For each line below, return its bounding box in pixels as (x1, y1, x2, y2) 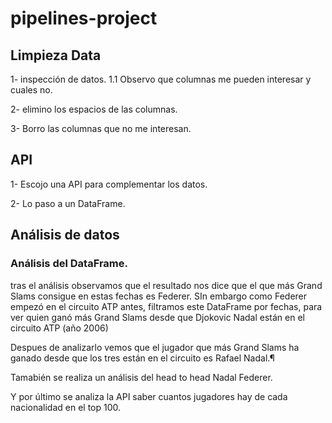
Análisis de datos (10, 227, 120, 244)
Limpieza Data (10, 47, 102, 64)
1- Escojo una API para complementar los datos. (10, 178, 208, 190)
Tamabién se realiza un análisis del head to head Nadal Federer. (10, 371, 273, 383)
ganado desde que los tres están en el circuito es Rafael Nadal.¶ (10, 352, 276, 364)
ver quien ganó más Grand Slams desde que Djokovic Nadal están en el (10, 311, 305, 323)
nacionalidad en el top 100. (10, 401, 122, 413)
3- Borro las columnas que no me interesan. (10, 123, 192, 134)
